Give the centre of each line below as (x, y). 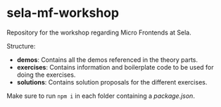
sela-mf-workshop (63, 13)
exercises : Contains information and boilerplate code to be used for (115, 67)
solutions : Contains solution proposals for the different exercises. (112, 82)
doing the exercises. (46, 75)
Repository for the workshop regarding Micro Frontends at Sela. (99, 32)
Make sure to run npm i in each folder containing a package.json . (101, 96)
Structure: (21, 46)
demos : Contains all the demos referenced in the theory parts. (107, 59)
